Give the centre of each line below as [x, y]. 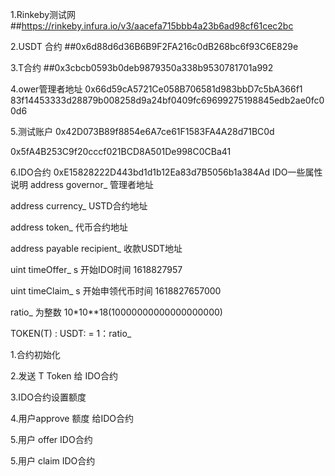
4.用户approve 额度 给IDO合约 [72, 418]
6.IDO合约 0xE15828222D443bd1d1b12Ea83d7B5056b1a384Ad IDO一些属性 [166, 172]
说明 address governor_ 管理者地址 [82, 184]
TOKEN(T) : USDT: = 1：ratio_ [71, 333]
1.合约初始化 [35, 354]
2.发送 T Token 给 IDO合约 [64, 376]
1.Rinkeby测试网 [43, 14]
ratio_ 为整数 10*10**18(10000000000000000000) [116, 312]
